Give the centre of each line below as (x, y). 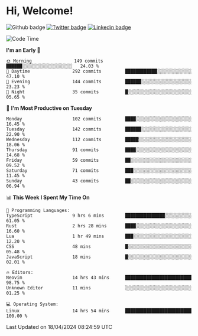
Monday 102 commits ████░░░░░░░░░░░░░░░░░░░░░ (99, 119)
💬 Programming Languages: (38, 210)
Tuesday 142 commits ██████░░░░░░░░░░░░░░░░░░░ (99, 129)
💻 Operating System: (33, 304)
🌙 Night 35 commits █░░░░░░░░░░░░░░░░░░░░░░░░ (99, 92)
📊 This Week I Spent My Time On (48, 197)
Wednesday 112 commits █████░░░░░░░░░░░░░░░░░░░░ (99, 139)
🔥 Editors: (20, 272)
